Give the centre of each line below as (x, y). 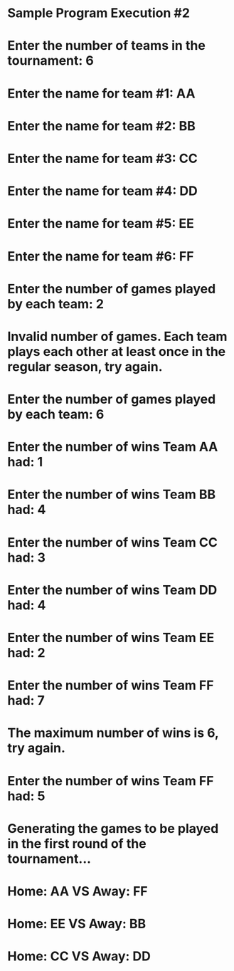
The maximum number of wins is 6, (113, 733)
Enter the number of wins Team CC (113, 542)
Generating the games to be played (113, 828)
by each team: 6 (56, 415)
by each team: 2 (56, 304)
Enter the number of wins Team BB (112, 494)
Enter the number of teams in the (107, 46)
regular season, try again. (85, 366)
